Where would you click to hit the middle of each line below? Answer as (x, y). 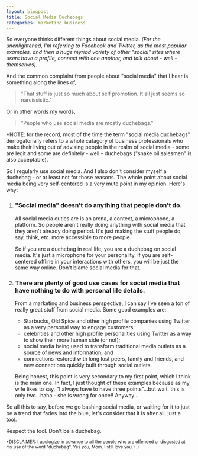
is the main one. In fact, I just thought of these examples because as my (102, 383)
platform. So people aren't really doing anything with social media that (100, 224)
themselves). (22, 65)
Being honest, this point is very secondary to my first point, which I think (103, 376)
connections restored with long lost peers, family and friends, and (104, 358)
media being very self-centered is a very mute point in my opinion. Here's (96, 184)
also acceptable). (27, 160)
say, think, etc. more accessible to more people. (73, 237)
